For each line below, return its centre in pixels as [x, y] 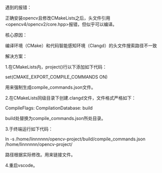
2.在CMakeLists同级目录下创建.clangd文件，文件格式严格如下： [71, 98]
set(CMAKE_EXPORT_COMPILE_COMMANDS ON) [56, 77]
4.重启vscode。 [21, 165]
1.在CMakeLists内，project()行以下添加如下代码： [56, 67]
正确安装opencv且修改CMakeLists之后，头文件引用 [58, 18]
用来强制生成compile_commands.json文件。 [50, 87]
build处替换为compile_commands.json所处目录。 [55, 118]
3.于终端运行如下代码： [29, 129]
